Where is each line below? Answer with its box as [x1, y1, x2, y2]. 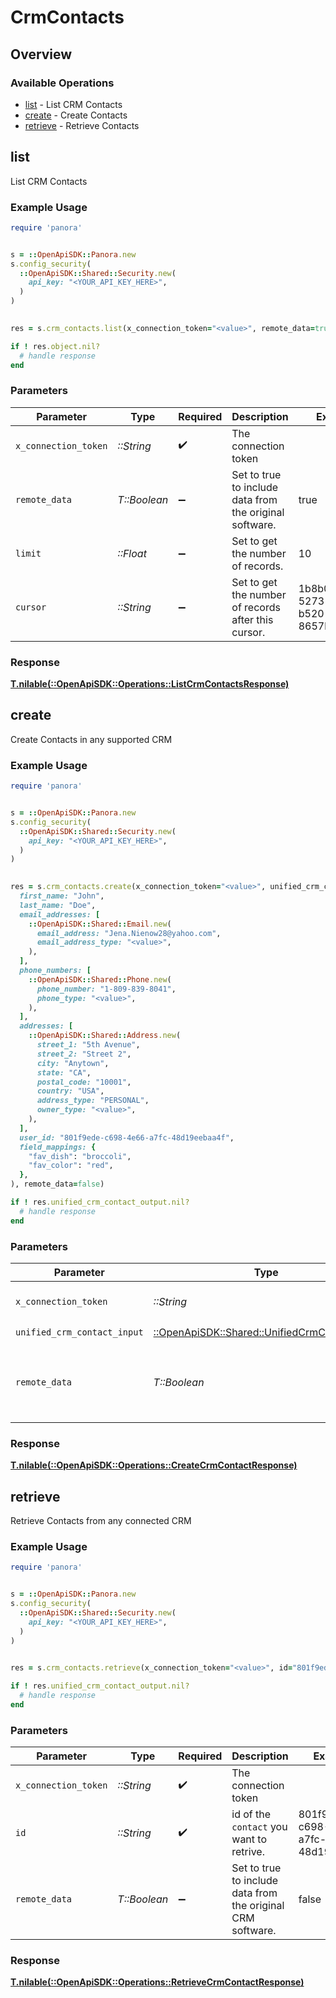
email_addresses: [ [19, 909, 101, 920]
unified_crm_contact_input [15, 1327, 144, 1338]
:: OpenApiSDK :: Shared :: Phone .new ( [28, 974, 172, 985]
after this [231, 612, 274, 626]
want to [231, 1832, 268, 1846]
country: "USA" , [36, 1086, 105, 1096]
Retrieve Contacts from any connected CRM [10, 1515, 192, 1527]
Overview [10, 46, 73, 63]
